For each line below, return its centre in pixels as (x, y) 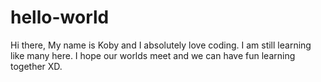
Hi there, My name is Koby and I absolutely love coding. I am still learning (161, 45)
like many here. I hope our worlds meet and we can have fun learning (153, 55)
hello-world (60, 17)
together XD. (36, 66)
